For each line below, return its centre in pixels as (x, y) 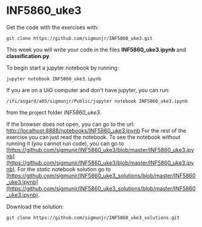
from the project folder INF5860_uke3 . (54, 112)
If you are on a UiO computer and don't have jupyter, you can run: (88, 90)
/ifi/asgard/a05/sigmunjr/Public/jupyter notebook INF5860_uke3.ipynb (97, 101)
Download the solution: (35, 206)
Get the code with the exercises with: (53, 27)
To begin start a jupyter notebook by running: (63, 68)
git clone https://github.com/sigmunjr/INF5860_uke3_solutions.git (93, 218)
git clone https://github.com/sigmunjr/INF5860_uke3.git (80, 38)
